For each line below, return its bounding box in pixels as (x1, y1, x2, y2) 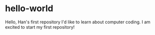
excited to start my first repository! (5, 24, 75, 30)
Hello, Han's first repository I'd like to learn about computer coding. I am (5, 19, 151, 25)
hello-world (5, 3, 54, 14)
